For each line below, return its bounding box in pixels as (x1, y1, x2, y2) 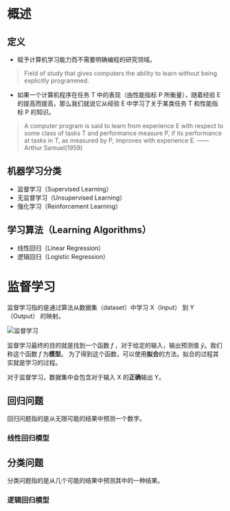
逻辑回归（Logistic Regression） (16, 252, 109, 260)
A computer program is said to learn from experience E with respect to (23, 122, 224, 129)
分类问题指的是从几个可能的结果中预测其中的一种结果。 (7, 477, 163, 485)
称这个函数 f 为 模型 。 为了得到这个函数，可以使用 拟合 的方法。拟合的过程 (7, 349, 214, 358)
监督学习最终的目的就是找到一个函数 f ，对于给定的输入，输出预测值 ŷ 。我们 (7, 341, 222, 349)
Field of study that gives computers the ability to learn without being (23, 70, 218, 77)
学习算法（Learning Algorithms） (7, 225, 152, 236)
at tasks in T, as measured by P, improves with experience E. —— (23, 136, 209, 145)
